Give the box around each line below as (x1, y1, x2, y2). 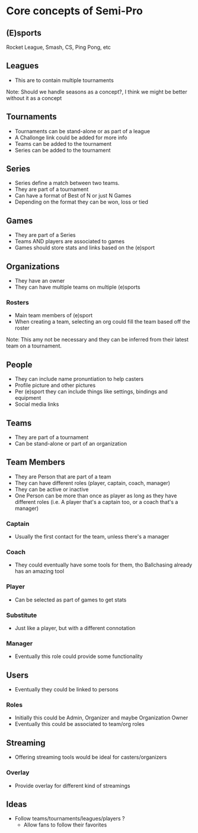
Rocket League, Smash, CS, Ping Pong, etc (6, 43, 111, 51)
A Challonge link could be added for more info (14, 134, 127, 141)
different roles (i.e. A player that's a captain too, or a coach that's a (14, 498, 178, 505)
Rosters (6, 298, 30, 306)
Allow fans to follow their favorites (23, 821, 107, 828)
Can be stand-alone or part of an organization (14, 440, 127, 447)
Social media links (14, 400, 59, 408)
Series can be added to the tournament (14, 146, 111, 154)
